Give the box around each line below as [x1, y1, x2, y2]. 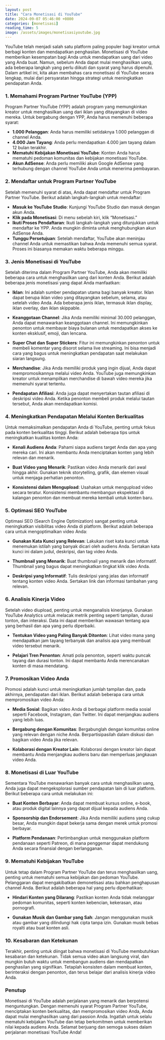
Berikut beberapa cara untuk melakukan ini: [5, 791, 94, 797]
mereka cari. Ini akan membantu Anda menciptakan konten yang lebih [12, 449, 154, 456]
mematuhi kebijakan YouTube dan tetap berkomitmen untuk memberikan [5, 1019, 153, 1025]
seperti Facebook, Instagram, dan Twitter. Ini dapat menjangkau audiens [12, 711, 159, 717]
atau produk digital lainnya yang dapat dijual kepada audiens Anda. [12, 805, 149, 811]
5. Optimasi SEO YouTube [5, 507, 67, 514]
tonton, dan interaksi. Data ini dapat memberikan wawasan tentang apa [5, 617, 150, 623]
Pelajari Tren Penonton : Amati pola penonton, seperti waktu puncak [12, 652, 151, 658]
